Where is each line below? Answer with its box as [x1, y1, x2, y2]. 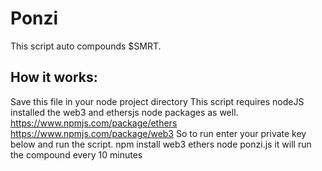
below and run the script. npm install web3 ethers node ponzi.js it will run [10, 138, 312, 150]
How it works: [10, 69, 98, 86]
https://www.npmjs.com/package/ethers [10, 117, 178, 129]
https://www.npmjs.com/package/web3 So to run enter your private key [10, 127, 307, 139]
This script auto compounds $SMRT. [10, 40, 162, 52]
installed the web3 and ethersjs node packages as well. [10, 106, 239, 118]
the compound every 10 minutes [10, 148, 143, 161]
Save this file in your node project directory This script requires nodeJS [10, 95, 305, 107]
